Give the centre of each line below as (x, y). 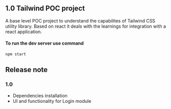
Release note (26, 70)
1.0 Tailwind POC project (45, 8)
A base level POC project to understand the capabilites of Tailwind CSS (80, 20)
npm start (16, 54)
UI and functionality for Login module (52, 101)
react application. (24, 31)
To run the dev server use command (45, 43)
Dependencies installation (40, 95)
